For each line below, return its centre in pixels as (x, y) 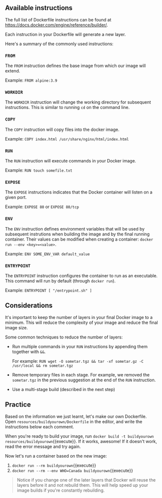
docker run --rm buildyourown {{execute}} (54, 465)
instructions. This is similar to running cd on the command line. (67, 107)
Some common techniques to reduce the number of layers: (64, 337)
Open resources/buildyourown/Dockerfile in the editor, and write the (74, 421)
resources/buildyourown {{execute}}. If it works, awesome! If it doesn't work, (81, 441)
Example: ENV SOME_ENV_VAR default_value (48, 254)
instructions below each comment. (40, 427)
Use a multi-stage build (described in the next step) (64, 389)
